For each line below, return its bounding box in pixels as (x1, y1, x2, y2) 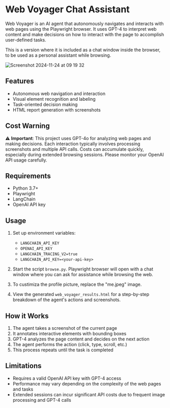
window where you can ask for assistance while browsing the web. (12, 271, 154, 278)
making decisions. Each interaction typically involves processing (5, 141, 140, 147)
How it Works (5, 311, 49, 320)
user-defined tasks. (5, 37, 47, 43)
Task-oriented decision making (12, 101, 78, 107)
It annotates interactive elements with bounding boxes (12, 331, 127, 336)
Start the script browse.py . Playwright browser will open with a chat (12, 266, 154, 272)
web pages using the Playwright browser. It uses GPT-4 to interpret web (5, 26, 157, 32)
